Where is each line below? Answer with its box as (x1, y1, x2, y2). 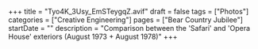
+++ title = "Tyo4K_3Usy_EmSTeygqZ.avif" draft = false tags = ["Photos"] (8, 7, 249, 16)
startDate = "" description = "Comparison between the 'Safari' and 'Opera (8, 24, 251, 32)
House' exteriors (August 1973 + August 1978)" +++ (8, 32, 178, 41)
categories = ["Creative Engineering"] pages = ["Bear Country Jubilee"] (8, 15, 244, 24)
